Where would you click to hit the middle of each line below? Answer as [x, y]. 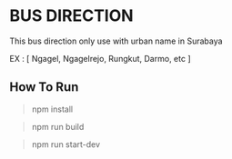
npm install [52, 109]
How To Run [44, 87]
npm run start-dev [66, 144]
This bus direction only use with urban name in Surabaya [116, 41]
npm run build [58, 126]
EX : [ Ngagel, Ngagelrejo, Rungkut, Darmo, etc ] [100, 58]
